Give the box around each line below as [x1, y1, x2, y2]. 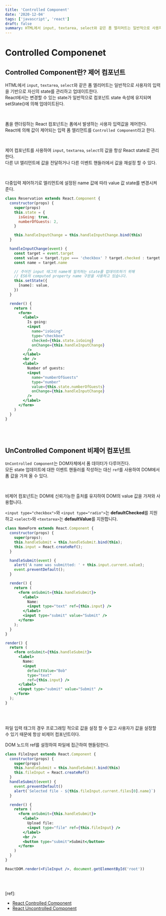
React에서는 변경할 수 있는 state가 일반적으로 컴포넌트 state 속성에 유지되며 [5, 95, 152, 101]
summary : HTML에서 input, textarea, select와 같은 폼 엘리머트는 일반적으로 [5, 26, 150, 31]
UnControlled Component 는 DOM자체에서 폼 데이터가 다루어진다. [5, 460, 130, 467]
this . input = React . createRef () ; [14, 544, 83, 549]
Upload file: [27, 821, 54, 826]
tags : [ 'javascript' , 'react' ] [5, 16, 70, 21]
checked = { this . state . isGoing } [31, 338, 94, 343]
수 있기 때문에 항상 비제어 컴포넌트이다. [5, 731, 81, 737]
